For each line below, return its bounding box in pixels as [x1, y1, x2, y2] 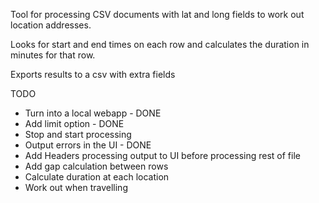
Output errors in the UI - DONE [24, 139, 152, 151]
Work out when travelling [24, 182, 128, 193]
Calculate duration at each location [24, 171, 170, 183]
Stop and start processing [24, 129, 132, 140]
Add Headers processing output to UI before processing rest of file [24, 150, 301, 161]
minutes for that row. [10, 49, 96, 61]
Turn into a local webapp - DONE [24, 107, 162, 119]
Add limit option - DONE [24, 118, 125, 129]
